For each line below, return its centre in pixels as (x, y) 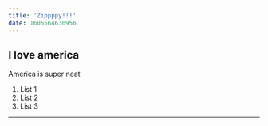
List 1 (28, 90)
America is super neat (45, 74)
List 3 (29, 106)
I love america (44, 55)
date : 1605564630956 (43, 23)
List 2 (29, 98)
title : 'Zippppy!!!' (43, 15)
